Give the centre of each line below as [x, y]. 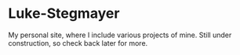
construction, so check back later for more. [78, 43]
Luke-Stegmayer [64, 14]
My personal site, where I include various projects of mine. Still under [120, 35]
